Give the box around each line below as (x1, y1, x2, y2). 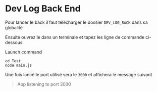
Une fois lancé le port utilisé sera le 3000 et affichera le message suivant (5, 71, 153, 77)
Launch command (5, 49, 42, 55)
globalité (5, 24, 23, 30)
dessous (5, 39, 23, 45)
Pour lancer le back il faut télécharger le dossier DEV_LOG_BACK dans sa (5, 19, 148, 25)
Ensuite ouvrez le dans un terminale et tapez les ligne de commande (5, 34, 145, 40)
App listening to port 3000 (17, 81, 71, 87)
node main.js (5, 63, 32, 68)
